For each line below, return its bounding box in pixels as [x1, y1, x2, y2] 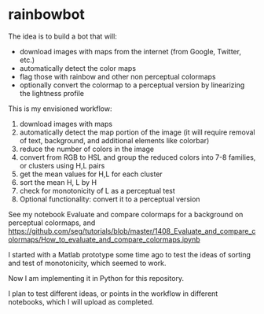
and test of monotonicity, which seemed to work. [8, 258, 167, 268]
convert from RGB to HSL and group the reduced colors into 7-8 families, [19, 152, 256, 162]
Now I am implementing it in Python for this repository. [8, 273, 185, 283]
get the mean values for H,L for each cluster [19, 169, 163, 179]
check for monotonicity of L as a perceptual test [19, 186, 175, 195]
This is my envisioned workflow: [8, 104, 112, 113]
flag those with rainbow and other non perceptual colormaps [19, 72, 216, 81]
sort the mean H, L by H [19, 177, 97, 187]
